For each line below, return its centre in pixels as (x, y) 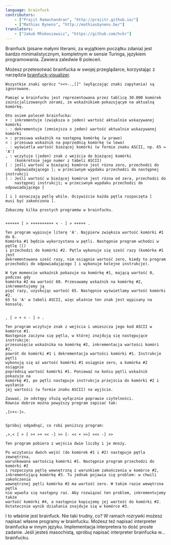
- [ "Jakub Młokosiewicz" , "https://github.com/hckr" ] (73, 34)
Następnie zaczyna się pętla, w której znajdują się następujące (76, 336)
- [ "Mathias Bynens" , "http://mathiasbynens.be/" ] (70, 24)
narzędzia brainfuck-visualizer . (38, 75)
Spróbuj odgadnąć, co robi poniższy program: (55, 425)
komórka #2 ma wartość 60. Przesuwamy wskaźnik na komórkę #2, (74, 282)
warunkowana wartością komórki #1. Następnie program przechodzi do (80, 461)
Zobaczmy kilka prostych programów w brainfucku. (59, 210)
